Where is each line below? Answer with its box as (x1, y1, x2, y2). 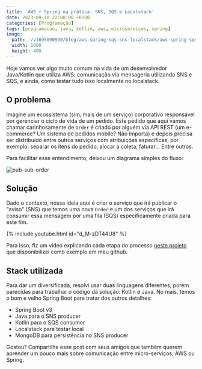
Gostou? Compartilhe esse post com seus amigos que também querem (6, 344, 182, 351)
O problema (6, 95, 51, 105)
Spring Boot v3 (14, 306, 52, 314)
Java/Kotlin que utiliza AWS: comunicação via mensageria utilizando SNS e (6, 70, 192, 78)
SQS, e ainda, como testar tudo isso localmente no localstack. (6, 77, 160, 84)
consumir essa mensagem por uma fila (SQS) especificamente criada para (6, 212, 191, 220)
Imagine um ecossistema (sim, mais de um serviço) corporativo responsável (6, 111, 195, 118)
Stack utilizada (6, 265, 63, 276)
